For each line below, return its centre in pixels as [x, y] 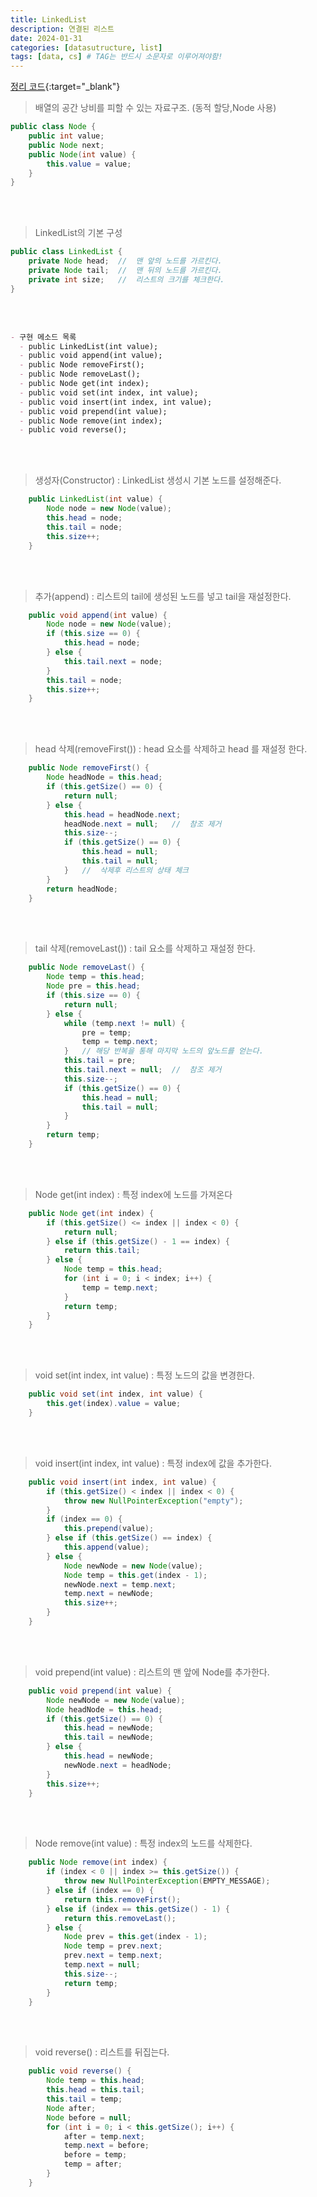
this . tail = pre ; [100, 1061]
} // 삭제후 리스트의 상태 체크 [126, 870]
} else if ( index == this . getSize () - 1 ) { [138, 1909]
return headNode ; [82, 889]
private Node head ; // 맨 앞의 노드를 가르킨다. [125, 261]
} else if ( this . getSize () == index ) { [129, 1538]
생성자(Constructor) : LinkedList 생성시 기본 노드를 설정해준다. [158, 480]
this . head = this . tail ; [95, 2090]
